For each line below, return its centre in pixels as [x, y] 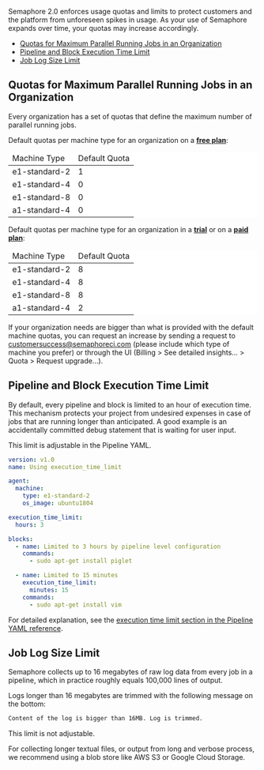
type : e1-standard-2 [56, 496]
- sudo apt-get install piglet [81, 561]
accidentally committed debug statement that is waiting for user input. [123, 430]
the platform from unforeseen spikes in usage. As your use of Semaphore [128, 20]
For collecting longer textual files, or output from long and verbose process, [132, 749]
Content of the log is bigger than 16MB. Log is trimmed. [106, 719]
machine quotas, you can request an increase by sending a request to [122, 336]
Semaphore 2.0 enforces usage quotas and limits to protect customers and [130, 11]
